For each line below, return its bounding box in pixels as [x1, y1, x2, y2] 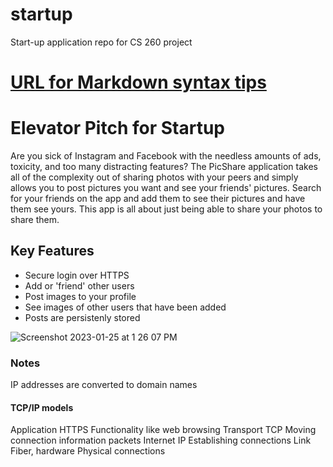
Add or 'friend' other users [24, 279, 135, 292]
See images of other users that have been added [24, 301, 227, 313]
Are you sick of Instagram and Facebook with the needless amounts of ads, [10, 150, 322, 162]
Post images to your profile [24, 290, 137, 302]
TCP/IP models [10, 401, 74, 413]
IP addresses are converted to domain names [10, 379, 198, 391]
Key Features [10, 243, 95, 260]
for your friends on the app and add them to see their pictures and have [10, 193, 306, 205]
